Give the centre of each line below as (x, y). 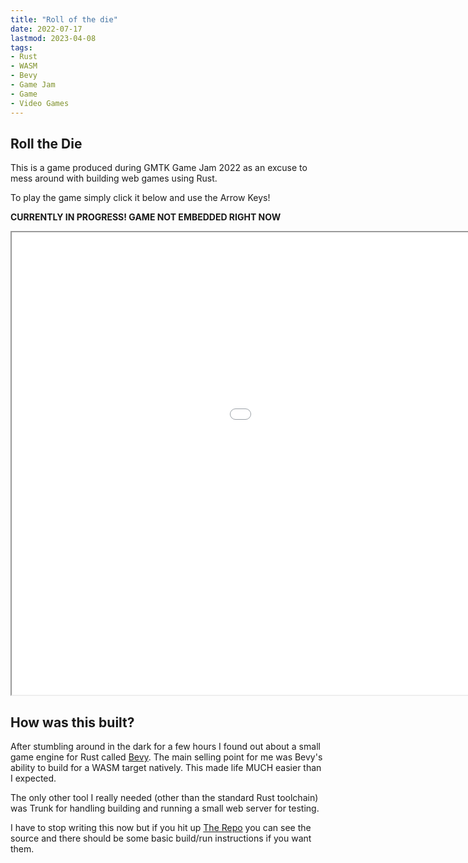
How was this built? (72, 722)
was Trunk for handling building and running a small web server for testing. (165, 808)
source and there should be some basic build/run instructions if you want (161, 838)
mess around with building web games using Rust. (114, 178)
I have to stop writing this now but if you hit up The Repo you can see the (161, 828)
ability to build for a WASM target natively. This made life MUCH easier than (166, 768)
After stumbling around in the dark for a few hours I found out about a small (165, 747)
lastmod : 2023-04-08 (53, 38)
